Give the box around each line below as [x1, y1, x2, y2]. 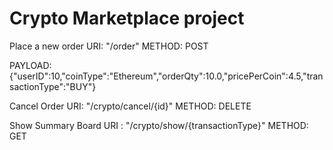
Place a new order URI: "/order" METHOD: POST [9, 40, 209, 52]
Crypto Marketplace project [9, 7, 245, 30]
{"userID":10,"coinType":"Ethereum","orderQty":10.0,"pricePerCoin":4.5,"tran [9, 70, 324, 82]
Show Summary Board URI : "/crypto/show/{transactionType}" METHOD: [9, 119, 309, 131]
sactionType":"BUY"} [9, 80, 97, 92]
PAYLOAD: [9, 59, 52, 71]
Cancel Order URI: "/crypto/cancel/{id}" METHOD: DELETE [9, 100, 252, 112]
